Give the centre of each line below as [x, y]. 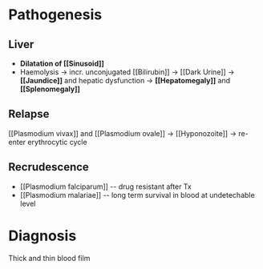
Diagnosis [42, 236]
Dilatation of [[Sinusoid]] [62, 63]
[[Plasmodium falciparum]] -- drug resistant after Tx [106, 187]
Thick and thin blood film [49, 258]
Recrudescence [49, 167]
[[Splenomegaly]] [50, 89]
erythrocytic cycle [57, 142]
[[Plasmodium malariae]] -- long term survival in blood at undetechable [137, 195]
